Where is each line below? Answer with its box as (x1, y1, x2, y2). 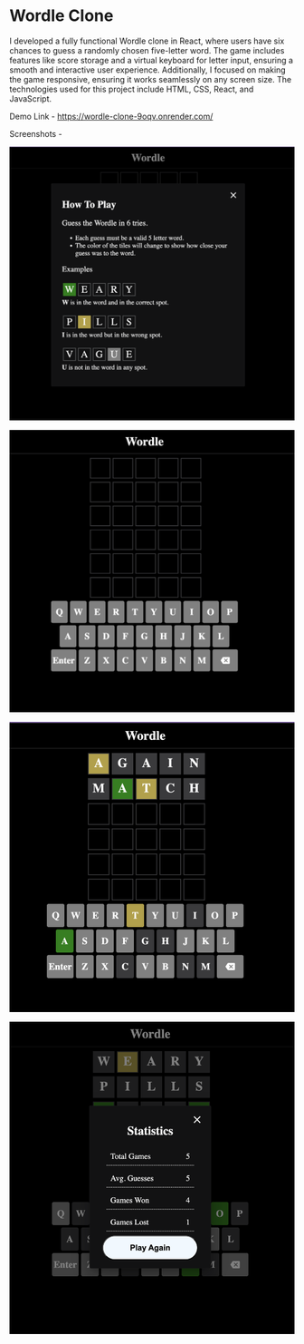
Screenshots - (9, 128, 62, 139)
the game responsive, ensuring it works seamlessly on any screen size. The (9, 73, 292, 84)
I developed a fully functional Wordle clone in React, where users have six (9, 35, 285, 46)
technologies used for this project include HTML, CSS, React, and (9, 83, 254, 94)
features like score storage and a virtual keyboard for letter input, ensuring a (9, 54, 294, 65)
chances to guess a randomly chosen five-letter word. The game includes (9, 44, 285, 55)
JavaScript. (9, 93, 52, 104)
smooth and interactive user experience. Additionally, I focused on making (9, 64, 287, 75)
